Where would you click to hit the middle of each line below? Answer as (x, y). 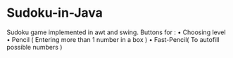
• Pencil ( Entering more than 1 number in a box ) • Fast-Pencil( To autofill (113, 39)
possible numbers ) (34, 47)
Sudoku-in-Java (55, 13)
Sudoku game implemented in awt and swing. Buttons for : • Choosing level (116, 32)
